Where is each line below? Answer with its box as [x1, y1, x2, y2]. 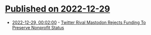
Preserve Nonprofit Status [12, 24, 64, 30]
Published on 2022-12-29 [5, 3, 110, 15]
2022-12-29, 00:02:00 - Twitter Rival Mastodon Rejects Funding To [12, 19, 146, 25]
